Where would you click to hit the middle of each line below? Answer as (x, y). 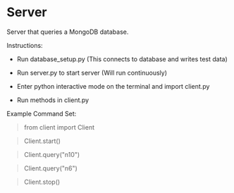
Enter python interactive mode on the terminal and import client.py (113, 86)
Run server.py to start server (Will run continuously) (92, 73)
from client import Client (59, 127)
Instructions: (25, 45)
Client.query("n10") (52, 154)
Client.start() (42, 141)
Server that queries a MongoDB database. (68, 32)
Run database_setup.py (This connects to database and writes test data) (122, 59)
